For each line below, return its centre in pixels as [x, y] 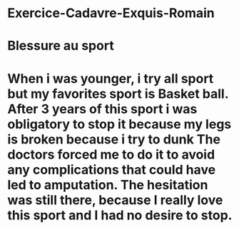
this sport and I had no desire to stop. [120, 215]
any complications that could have [112, 170]
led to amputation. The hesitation [108, 185]
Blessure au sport [61, 46]
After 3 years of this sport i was [102, 109]
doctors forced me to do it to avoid [111, 154]
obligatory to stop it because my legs [119, 124]
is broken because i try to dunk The [114, 139]
